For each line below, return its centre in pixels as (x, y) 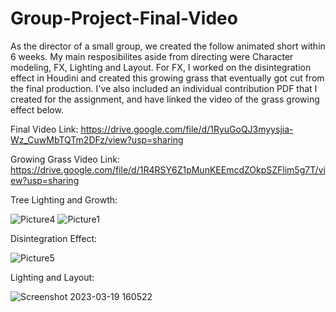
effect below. (37, 109)
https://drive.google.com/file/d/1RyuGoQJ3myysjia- (187, 129)
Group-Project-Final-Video (124, 18)
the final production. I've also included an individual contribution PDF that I (164, 88)
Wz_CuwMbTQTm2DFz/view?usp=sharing (97, 139)
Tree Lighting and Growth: (64, 199)
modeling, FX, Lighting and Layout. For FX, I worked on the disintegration (161, 67)
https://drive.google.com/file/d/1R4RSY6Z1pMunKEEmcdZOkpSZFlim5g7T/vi (168, 169)
